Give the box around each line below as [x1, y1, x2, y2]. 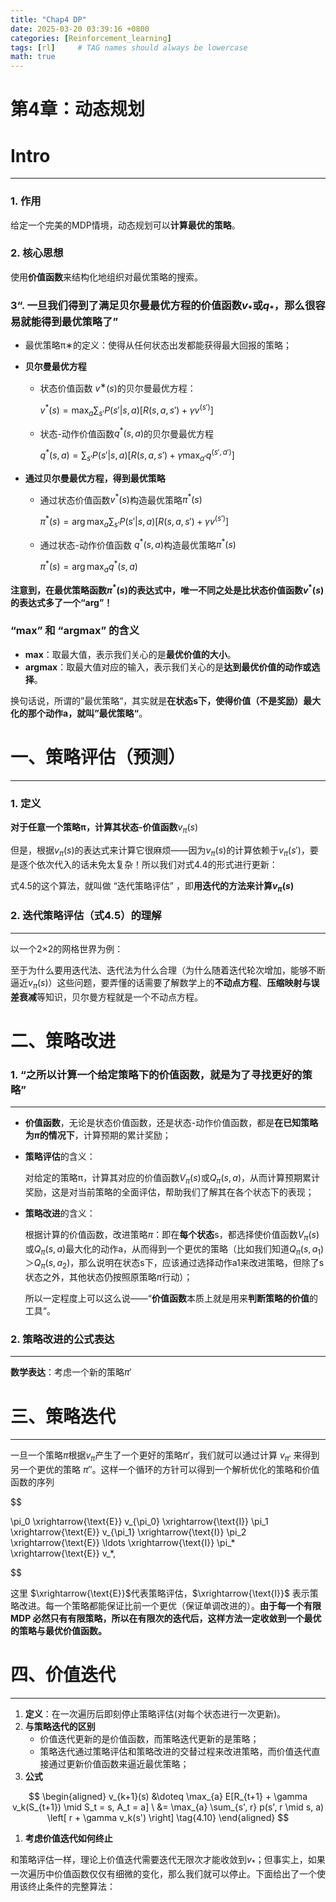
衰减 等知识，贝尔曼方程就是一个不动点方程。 [18, 991, 203, 1003]
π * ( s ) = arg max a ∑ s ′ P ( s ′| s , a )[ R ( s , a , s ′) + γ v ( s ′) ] [39, 514, 230, 530]
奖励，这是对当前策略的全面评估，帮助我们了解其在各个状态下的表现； [24, 1186, 315, 1198]
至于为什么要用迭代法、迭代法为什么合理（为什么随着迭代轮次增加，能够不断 [10, 964, 326, 976]
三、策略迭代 [10, 1405, 117, 1428]
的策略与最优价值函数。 [10, 1625, 107, 1637]
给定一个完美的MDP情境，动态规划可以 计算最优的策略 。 [10, 219, 241, 231]
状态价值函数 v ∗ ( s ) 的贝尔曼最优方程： [39, 381, 197, 395]
